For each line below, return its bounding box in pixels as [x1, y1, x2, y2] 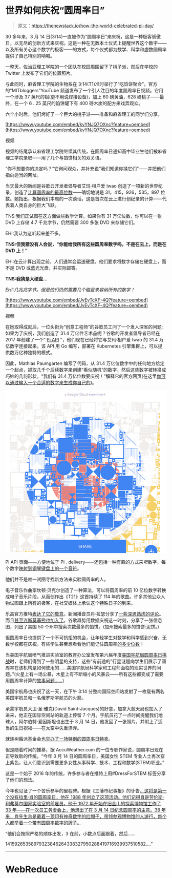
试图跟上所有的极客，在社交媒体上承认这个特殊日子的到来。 [9, 600, 136, 606]
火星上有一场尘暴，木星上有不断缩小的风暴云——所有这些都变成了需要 [15, 671, 164, 677]
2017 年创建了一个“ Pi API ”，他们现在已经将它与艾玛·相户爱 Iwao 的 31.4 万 [5, 336, 164, 342]
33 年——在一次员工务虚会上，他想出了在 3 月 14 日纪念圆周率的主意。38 [5, 807, 160, 813]
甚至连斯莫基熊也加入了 [14, 617, 64, 623]
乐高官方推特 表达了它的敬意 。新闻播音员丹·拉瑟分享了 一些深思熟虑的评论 [5, 611, 160, 617]
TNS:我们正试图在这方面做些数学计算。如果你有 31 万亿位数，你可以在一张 [5, 213, 162, 219]
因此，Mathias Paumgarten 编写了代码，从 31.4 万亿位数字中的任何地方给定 [5, 360, 165, 366]
